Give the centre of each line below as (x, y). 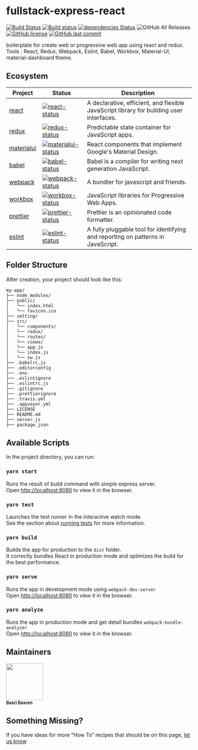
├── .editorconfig (29, 368)
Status (62, 93)
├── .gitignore (25, 389)
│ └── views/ (25, 342)
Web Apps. (102, 202)
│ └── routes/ (26, 337)
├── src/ (17, 321)
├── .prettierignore (32, 394)
